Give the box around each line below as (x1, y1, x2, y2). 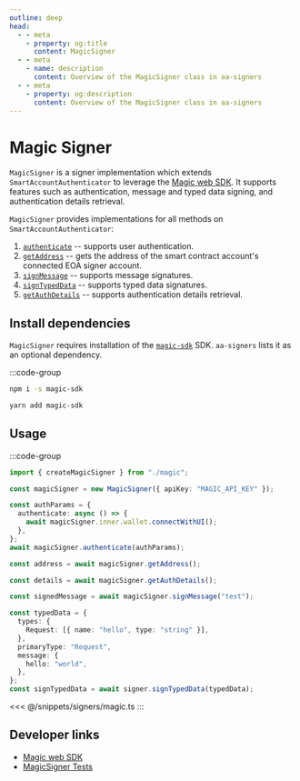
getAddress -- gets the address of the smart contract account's (22, 251, 259, 262)
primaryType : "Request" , (17, 642, 112, 651)
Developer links (9, 727, 100, 743)
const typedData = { (9, 608, 88, 618)
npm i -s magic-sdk (9, 385, 84, 394)
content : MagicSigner (33, 47, 116, 56)
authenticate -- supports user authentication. (22, 241, 195, 252)
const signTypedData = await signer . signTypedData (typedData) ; (9, 685, 255, 694)
